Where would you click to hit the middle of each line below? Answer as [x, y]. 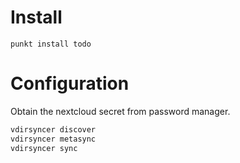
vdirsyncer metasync [53, 139]
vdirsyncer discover [53, 129]
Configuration [70, 83]
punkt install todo [51, 44]
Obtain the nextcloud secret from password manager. [120, 111]
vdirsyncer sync [44, 148]
